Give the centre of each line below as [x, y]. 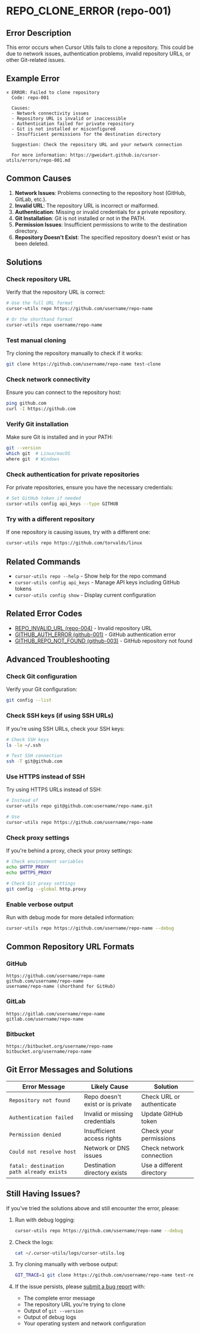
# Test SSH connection [34, 756]
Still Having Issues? [43, 1194]
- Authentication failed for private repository [73, 123]
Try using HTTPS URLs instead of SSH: [54, 790]
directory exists [106, 1173]
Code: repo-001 [30, 97]
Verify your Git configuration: [42, 689]
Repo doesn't [103, 1096]
